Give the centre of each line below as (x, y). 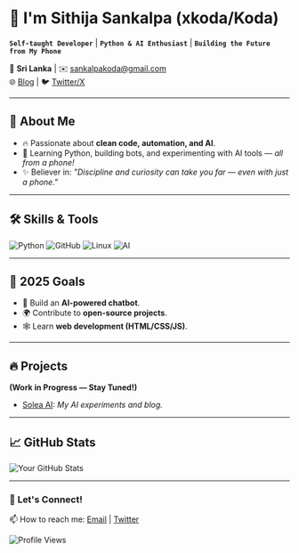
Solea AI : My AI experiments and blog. (92, 405)
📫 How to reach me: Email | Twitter (74, 519)
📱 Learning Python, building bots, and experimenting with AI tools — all (153, 153)
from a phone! (48, 162)
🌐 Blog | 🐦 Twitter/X (47, 81)
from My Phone (36, 51)
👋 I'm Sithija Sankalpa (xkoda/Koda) (144, 18)
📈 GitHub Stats (53, 442)
